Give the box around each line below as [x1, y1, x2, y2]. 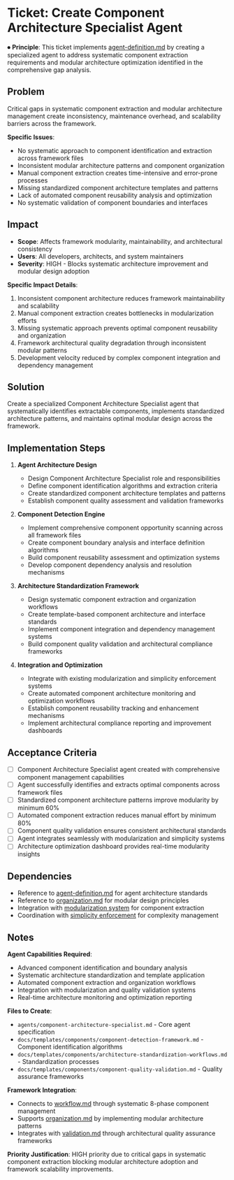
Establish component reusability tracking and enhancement [27, 704, 199, 712]
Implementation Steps [7, 442, 106, 454]
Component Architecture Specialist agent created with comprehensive [17, 765, 220, 773]
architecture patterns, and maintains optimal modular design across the [7, 415, 213, 423]
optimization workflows [27, 697, 96, 705]
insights [17, 850, 41, 858]
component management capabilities [17, 773, 124, 782]
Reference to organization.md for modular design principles [17, 896, 189, 905]
